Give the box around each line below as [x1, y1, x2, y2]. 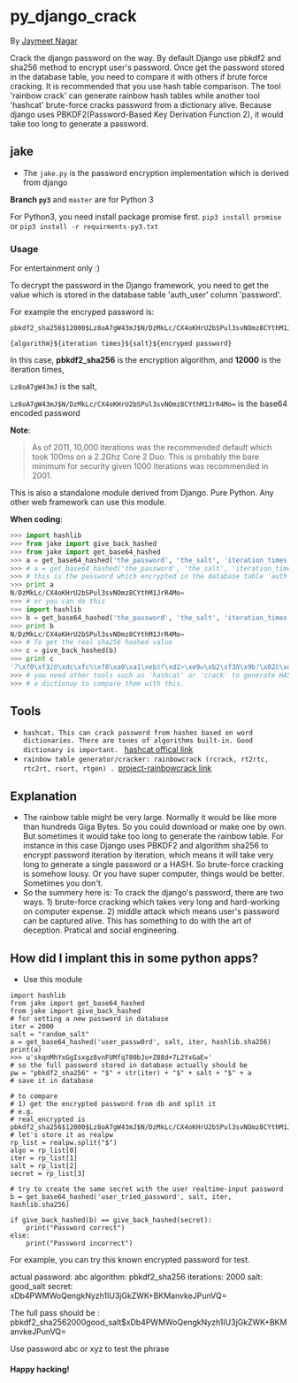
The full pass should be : [10, 1308, 100, 1318]
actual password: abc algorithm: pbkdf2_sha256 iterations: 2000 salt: [10, 1272, 264, 1282]
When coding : [10, 514, 63, 525]
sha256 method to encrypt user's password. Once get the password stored [10, 62, 285, 73]
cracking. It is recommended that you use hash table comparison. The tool [10, 81, 281, 91]
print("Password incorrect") [26, 1239, 134, 1249]
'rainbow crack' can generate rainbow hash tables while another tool [10, 90, 260, 101]
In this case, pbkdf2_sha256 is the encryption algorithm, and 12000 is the [10, 355, 281, 365]
